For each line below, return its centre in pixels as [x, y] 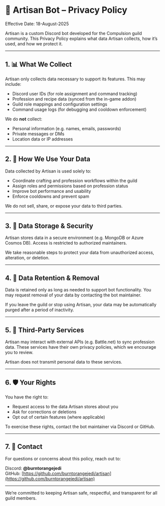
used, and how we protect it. [34, 43]
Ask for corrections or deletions [44, 412]
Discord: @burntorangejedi [33, 468]
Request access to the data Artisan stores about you [65, 406]
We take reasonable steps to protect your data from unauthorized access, [80, 253]
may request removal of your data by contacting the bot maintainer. [73, 295]
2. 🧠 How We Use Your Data [48, 159]
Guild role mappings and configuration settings [60, 104]
